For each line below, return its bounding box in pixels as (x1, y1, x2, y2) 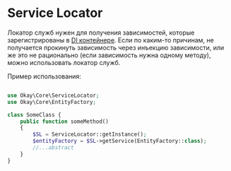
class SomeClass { (7, 111, 61, 118)
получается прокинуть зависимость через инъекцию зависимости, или (7, 43, 225, 52)
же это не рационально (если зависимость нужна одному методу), (7, 51, 211, 59)
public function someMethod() (20, 118, 109, 125)
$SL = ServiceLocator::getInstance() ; (32, 131, 147, 138)
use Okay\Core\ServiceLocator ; (7, 92, 100, 99)
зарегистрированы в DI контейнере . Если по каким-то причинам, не (7, 35, 214, 44)
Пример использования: (7, 72, 81, 81)
